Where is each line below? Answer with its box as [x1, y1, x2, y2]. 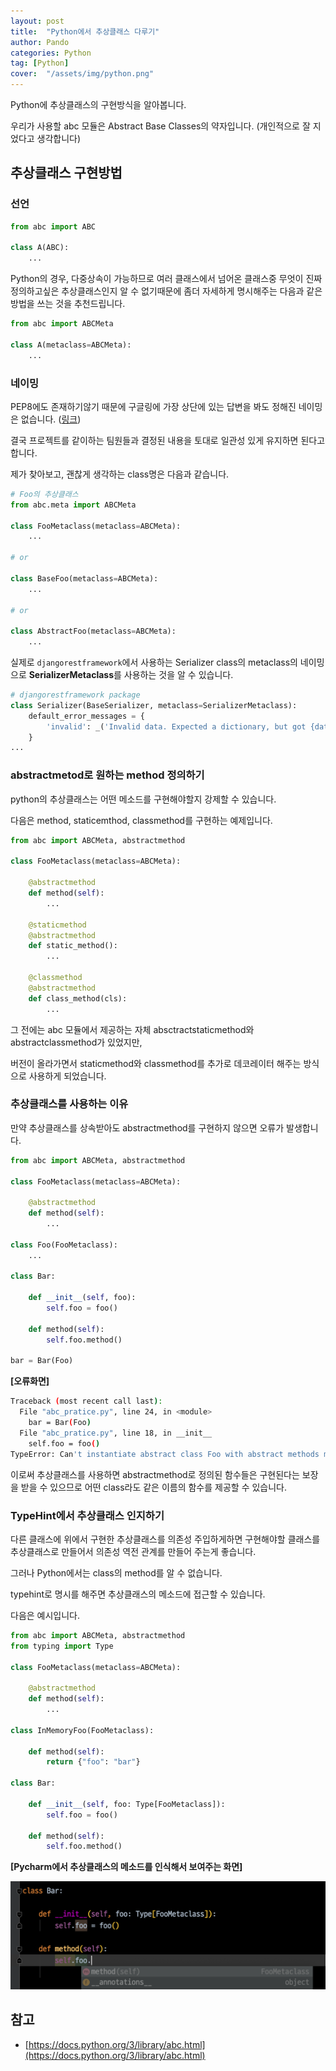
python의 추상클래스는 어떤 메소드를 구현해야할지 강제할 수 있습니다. [10, 793, 277, 805]
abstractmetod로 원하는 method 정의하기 [10, 768, 205, 782]
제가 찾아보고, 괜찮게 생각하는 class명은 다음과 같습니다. [10, 468, 230, 480]
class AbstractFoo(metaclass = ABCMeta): [10, 626, 177, 637]
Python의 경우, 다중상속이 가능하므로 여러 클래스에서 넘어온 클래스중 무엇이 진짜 [10, 273, 323, 285]
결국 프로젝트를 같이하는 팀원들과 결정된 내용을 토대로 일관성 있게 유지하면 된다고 [10, 434, 326, 446]
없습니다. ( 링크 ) [20, 413, 82, 425]
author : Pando [10, 37, 70, 47]
